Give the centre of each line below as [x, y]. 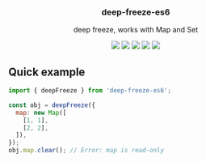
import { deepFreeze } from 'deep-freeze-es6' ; [90, 91]
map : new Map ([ [41, 113]
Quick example [47, 72]
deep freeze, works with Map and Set [136, 30]
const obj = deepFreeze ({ [52, 105]
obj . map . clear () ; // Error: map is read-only [86, 151]
